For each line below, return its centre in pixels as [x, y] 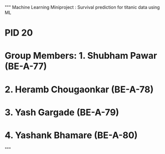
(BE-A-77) [26, 66]
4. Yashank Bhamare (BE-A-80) [71, 135]
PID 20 [19, 33]
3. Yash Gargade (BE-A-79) [62, 112]
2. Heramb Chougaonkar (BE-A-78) [79, 89]
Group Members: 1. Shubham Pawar [81, 56]
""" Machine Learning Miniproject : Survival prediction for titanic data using [82, 7]
